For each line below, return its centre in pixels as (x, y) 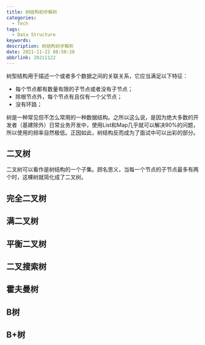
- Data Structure (34, 35)
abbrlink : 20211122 (31, 58)
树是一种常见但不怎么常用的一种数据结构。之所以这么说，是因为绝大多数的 (100, 117)
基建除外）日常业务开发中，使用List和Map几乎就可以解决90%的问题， (110, 125)
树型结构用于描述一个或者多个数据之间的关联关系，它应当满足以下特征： (97, 76)
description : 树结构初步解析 (40, 47)
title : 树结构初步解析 (32, 12)
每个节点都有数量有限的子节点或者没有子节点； (74, 89)
